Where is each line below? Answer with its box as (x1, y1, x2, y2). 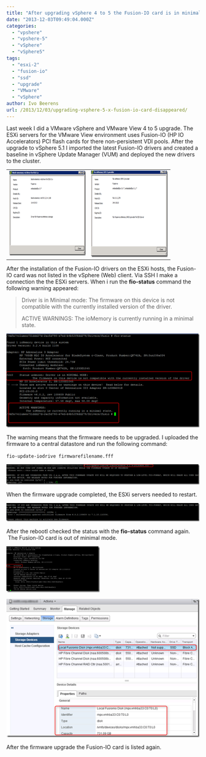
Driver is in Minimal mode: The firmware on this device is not (21, 296, 175, 304)
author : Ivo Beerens (6, 101, 59, 107)
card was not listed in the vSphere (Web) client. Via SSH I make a (13, 272, 178, 279)
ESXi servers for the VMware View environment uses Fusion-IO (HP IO (6, 131, 184, 138)
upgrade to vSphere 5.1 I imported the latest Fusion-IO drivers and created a (6, 144, 198, 152)
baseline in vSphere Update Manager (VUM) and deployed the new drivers (6, 150, 195, 158)
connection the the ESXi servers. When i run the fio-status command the (6, 278, 191, 285)
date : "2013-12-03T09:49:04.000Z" (6, 16, 95, 23)
